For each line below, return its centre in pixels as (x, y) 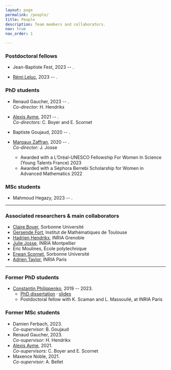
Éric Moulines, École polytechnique (50, 249)
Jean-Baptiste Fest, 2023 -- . (43, 67)
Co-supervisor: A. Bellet (38, 362)
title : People (20, 19)
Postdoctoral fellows (31, 56)
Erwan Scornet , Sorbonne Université (51, 254)
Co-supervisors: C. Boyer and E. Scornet (55, 351)
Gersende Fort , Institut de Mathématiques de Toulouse (70, 232)
